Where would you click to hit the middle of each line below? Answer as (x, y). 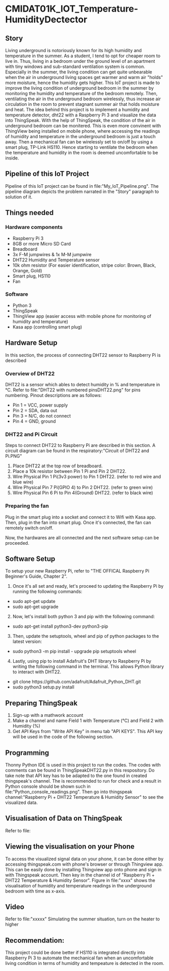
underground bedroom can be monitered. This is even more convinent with (83, 126)
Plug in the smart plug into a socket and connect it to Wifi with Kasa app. (81, 517)
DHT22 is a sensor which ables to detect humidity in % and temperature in (83, 384)
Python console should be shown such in (48, 786)
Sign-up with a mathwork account (48, 715)
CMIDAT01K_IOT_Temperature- (72, 9)
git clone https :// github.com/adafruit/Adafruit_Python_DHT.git (77, 682)
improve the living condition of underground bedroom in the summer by (79, 88)
